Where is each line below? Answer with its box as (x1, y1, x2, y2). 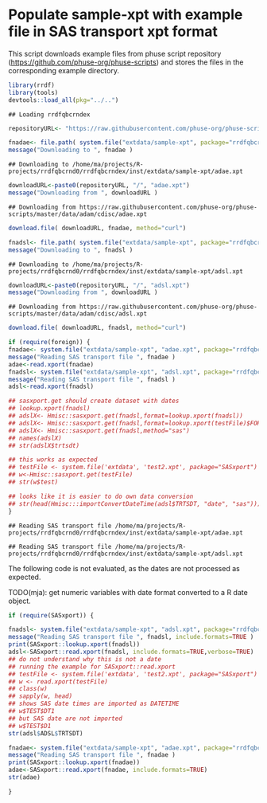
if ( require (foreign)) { (8, 339, 91, 347)
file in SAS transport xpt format (8, 22, 219, 41)
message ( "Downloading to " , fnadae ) (8, 146, 133, 155)
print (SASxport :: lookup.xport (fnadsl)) (8, 640, 141, 648)
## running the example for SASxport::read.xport (8, 663, 176, 671)
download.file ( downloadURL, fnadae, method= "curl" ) (8, 224, 187, 232)
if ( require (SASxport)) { (8, 611, 94, 619)
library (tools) (8, 88, 59, 96)
